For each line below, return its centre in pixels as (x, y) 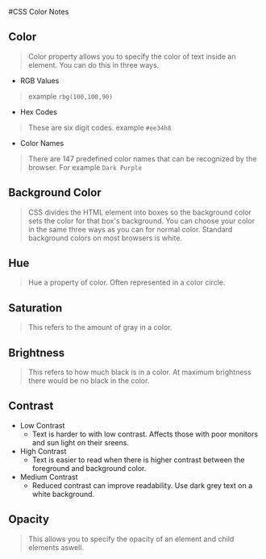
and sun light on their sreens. (80, 442)
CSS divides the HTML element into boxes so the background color (140, 212)
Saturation (35, 308)
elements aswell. (56, 547)
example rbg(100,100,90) (70, 96)
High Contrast (43, 451)
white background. (63, 494)
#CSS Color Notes (39, 12)
